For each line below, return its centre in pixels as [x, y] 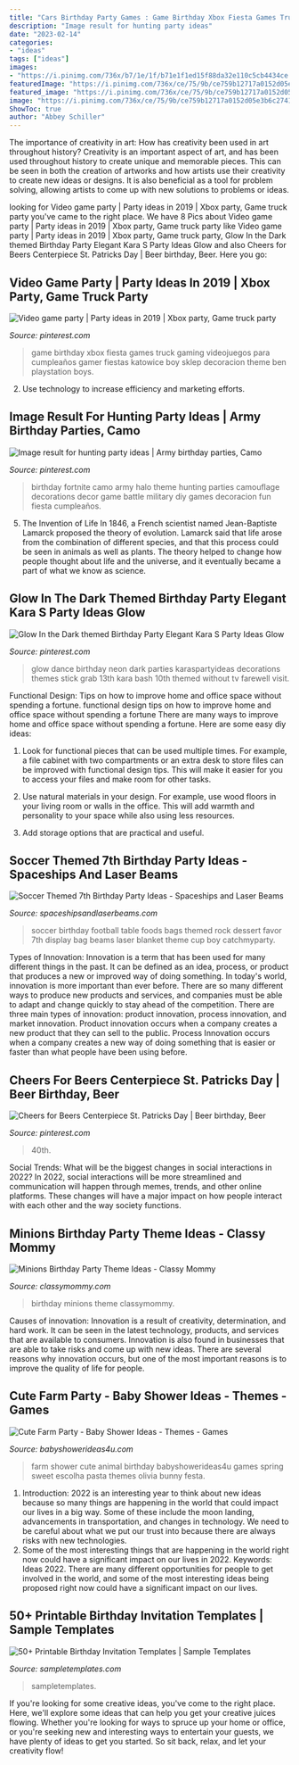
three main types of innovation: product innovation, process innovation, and [148, 1015]
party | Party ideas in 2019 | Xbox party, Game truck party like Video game [145, 226]
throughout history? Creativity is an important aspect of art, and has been [144, 152]
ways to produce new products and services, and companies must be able [146, 995]
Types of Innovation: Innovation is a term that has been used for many [137, 957]
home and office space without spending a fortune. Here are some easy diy [148, 724]
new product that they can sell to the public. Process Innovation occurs [140, 1033]
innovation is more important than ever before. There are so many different [146, 986]
